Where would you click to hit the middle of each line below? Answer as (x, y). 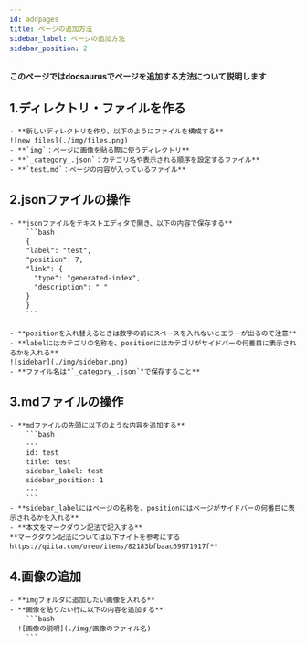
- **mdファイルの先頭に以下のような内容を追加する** (97, 425)
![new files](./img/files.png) (69, 141)
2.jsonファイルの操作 (70, 200)
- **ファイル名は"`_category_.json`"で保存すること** (105, 371)
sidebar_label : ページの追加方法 (68, 38)
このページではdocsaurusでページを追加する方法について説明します (138, 77)
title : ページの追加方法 (51, 29)
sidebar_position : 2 (49, 48)
